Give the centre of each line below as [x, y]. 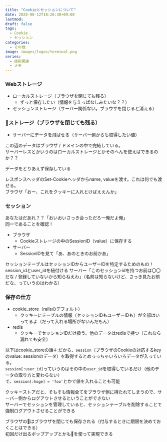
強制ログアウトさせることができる [40, 411]
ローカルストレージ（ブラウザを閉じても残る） [60, 96]
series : [13, 56]
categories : [17, 43]
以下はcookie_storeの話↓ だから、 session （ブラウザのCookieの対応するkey [83, 350]
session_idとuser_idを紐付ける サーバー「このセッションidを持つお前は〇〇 [83, 271]
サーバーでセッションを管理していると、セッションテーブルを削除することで [83, 404]
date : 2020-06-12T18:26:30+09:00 [40, 15]
